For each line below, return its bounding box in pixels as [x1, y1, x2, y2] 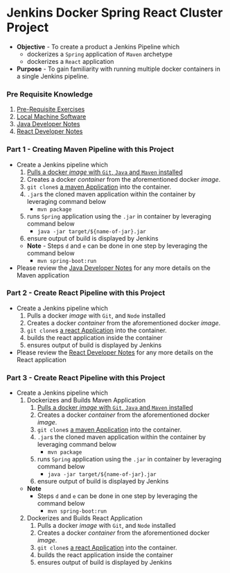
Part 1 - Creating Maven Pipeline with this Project [6, 144, 175, 154]
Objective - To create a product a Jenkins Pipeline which [16, 42, 180, 51]
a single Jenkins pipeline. [16, 71, 89, 80]
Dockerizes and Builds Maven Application [26, 396, 146, 404]
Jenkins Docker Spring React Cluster [6, 5, 223, 21]
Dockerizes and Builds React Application [26, 514, 143, 522]
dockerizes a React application [26, 57, 114, 65]
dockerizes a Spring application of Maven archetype [26, 50, 172, 58]
